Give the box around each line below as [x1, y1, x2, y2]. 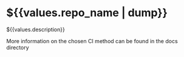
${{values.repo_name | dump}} [6, 6, 168, 20]
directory [6, 44, 29, 51]
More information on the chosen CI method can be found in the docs [6, 37, 178, 44]
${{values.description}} [6, 26, 65, 33]
